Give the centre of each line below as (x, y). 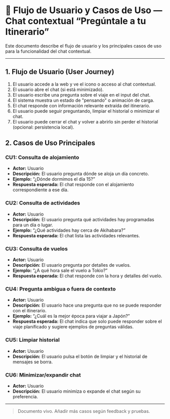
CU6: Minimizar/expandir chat (43, 375)
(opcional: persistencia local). (43, 127)
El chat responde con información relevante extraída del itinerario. (81, 105)
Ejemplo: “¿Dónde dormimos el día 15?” (54, 179)
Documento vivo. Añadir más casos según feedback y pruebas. (84, 411)
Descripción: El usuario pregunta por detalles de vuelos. (72, 265)
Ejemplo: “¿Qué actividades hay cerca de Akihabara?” (69, 230)
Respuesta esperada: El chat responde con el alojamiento (73, 185)
